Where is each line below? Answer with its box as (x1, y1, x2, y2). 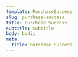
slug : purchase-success (6, 14, 65, 20)
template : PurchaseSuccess (6, 8, 73, 15)
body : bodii (6, 31, 35, 37)
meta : (6, 36, 19, 42)
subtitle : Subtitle (6, 25, 54, 31)
